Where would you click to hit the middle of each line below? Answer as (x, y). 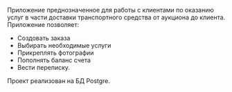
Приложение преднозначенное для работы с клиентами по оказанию (111, 10)
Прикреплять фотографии (55, 53)
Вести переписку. (44, 67)
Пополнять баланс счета (54, 60)
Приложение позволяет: (43, 25)
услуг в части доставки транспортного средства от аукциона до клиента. (116, 17)
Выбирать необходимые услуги (64, 45)
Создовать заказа (44, 38)
